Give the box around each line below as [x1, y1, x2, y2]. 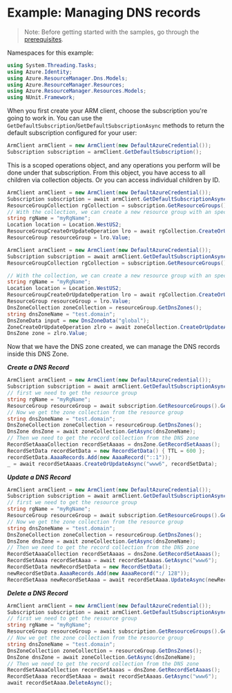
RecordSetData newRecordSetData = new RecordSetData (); [7, 564, 171, 570]
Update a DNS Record [7, 473, 71, 481]
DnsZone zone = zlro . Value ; [7, 330, 88, 337]
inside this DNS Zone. [7, 350, 69, 358]
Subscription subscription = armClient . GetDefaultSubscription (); [7, 149, 202, 156]
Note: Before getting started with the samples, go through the [23, 28, 200, 36]
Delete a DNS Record [7, 588, 68, 597]
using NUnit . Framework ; [7, 94, 76, 101]
